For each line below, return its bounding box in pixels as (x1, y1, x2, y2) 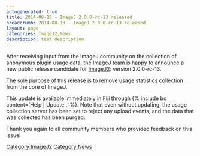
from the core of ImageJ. (6, 83, 68, 90)
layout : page (6, 25, 39, 32)
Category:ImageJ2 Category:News (6, 143, 92, 150)
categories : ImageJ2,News (6, 31, 71, 37)
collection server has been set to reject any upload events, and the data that (6, 108, 194, 114)
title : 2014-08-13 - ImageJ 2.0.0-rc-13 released (6, 14, 133, 20)
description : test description (6, 36, 84, 42)
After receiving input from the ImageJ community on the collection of (6, 53, 177, 60)
